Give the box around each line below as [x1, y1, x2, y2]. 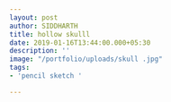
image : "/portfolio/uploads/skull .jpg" [9, 55, 164, 64]
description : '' [9, 47, 70, 55]
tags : [9, 64, 30, 72]
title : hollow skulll [9, 30, 91, 38]
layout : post [9, 13, 58, 22]
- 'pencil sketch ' [9, 72, 83, 81]
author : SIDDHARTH [9, 21, 78, 30]
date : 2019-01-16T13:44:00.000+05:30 [9, 38, 151, 47]
